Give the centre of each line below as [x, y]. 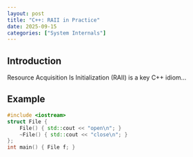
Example [26, 99]
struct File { [28, 122]
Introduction [34, 61]
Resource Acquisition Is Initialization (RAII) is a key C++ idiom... [97, 77]
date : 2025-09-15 [32, 26]
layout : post [26, 13]
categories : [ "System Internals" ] [57, 33]
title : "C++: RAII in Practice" [53, 20]
